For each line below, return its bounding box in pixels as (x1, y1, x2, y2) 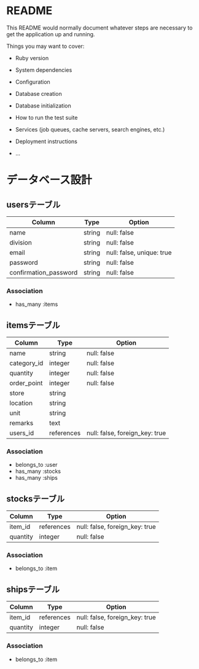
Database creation (15, 90, 63, 97)
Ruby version (15, 54, 49, 61)
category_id (9, 359, 44, 367)
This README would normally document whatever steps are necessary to (6, 24, 193, 31)
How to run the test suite (15, 114, 78, 121)
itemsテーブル (6, 320, 60, 331)
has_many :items (15, 300, 58, 308)
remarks (9, 419, 34, 428)
